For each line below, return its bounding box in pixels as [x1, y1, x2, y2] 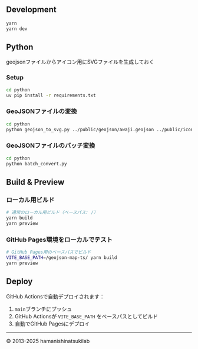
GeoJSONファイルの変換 [6, 107, 77, 115]
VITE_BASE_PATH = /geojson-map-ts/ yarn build [6, 255, 117, 261]
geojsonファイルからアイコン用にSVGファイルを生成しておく [6, 58, 154, 65]
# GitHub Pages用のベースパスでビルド [6, 250, 91, 255]
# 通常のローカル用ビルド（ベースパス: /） [6, 210, 98, 215]
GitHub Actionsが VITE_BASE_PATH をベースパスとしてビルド [14, 313, 159, 320]
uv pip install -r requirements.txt [6, 92, 96, 98]
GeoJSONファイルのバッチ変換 [6, 141, 95, 149]
